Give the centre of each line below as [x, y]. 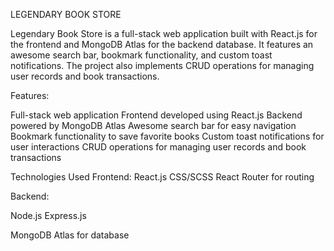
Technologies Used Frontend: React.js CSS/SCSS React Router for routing [162, 177]
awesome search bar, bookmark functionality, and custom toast [141, 55]
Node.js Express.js [48, 215]
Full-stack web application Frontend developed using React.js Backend [156, 115]
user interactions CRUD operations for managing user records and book [158, 147]
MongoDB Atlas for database [70, 235]
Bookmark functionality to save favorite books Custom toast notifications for [167, 136]
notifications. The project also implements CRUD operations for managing [162, 65]
